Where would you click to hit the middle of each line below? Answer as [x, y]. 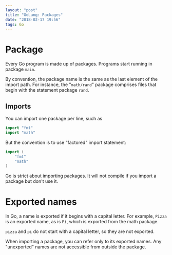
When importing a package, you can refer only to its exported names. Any [83, 242]
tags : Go [15, 24]
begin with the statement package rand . [47, 90]
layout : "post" [22, 10]
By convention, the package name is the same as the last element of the [82, 79]
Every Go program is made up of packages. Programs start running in [79, 64]
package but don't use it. [32, 181]
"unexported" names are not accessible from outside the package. [76, 247]
